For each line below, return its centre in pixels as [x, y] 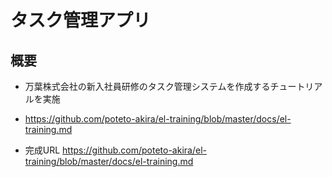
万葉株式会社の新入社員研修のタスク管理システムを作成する [147, 86]
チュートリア [296, 86]
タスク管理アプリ [81, 20]
